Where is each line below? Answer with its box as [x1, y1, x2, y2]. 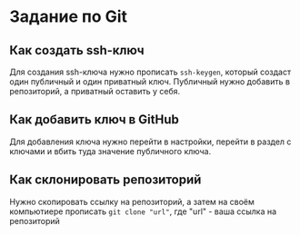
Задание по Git [9, 6, 128, 27]
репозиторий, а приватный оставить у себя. [9, 86, 181, 96]
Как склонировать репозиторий [9, 172, 202, 188]
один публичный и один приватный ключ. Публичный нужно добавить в [9, 76, 291, 87]
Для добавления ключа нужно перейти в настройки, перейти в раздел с [9, 136, 292, 147]
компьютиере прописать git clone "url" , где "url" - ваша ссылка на [9, 206, 277, 217]
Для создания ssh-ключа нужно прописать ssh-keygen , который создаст [9, 66, 292, 77]
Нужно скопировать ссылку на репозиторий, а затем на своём [9, 196, 255, 207]
